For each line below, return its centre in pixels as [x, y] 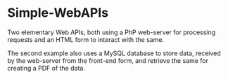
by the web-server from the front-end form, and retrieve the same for [108, 60]
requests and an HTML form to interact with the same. [85, 39]
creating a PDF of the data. [46, 68]
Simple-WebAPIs [58, 13]
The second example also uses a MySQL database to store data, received [114, 53]
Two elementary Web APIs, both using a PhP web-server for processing [112, 32]
